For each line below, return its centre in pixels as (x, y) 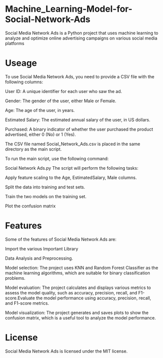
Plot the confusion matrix (30, 206)
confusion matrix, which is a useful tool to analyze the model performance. (81, 318)
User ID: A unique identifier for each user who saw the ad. (64, 91)
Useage (21, 63)
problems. (15, 278)
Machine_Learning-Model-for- (69, 9)
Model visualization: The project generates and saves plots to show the (77, 313)
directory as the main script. (34, 149)
